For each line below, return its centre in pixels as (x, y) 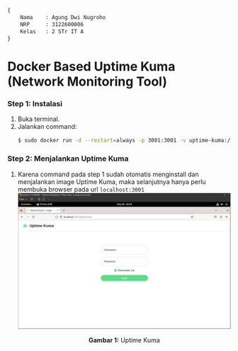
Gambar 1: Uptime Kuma (124, 340)
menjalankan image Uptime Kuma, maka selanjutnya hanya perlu (112, 182)
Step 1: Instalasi (35, 104)
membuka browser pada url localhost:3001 (81, 189)
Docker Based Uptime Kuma (91, 67)
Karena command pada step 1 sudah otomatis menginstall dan (108, 174)
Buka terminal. (39, 119)
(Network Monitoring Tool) (87, 82)
